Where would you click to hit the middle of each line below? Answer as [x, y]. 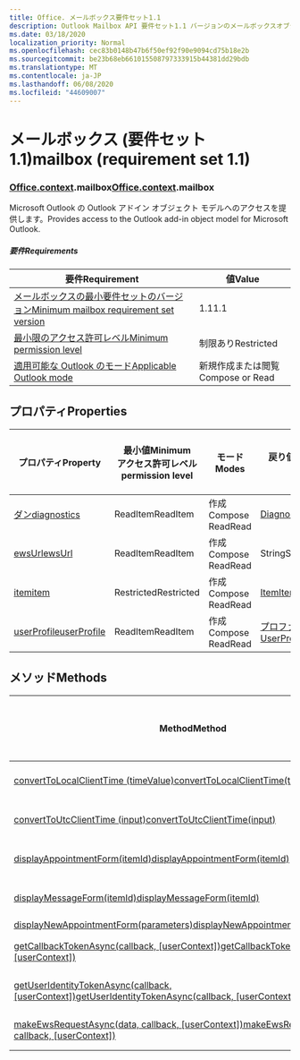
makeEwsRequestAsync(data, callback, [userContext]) [129, 1024]
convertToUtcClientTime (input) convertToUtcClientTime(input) [145, 819]
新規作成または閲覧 [239, 365]
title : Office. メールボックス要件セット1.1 [85, 17]
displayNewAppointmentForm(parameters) [104, 925]
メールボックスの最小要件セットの [85, 296]
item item [32, 592]
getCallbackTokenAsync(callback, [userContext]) [117, 945]
